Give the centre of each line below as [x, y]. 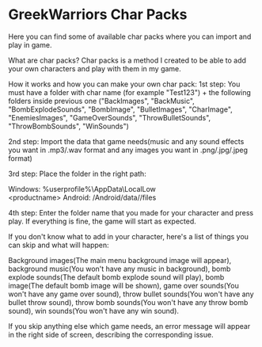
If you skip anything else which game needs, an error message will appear [129, 326]
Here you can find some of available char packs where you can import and [130, 36]
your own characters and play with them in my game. [95, 68]
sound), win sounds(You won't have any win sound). [94, 311]
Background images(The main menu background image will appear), [120, 260]
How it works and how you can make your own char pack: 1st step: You [124, 84]
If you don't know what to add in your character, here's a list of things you [129, 236]
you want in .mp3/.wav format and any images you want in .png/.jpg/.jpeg [128, 150]
